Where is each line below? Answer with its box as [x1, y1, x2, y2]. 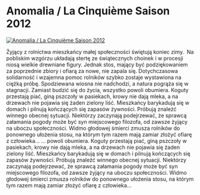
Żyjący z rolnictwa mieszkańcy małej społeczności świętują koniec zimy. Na [6, 48, 194, 55]
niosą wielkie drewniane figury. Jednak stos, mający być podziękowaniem [6, 61, 188, 68]
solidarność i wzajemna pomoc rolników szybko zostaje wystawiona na [6, 74, 182, 81]
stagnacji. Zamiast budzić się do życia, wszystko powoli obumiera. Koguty [6, 86, 189, 93]
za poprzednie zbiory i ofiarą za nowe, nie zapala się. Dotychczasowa [6, 67, 178, 74]
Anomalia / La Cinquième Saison [6, 4, 170, 18]
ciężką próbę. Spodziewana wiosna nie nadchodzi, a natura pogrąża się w [6, 80, 189, 87]
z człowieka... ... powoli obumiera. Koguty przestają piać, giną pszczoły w [6, 137, 187, 144]
